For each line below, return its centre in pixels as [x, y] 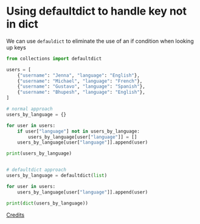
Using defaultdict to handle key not [97, 11]
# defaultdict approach [36, 170]
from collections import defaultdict [54, 58]
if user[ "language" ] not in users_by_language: [78, 131]
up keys [16, 47]
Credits [16, 215]
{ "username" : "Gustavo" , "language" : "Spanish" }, [81, 86]
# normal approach [29, 109]
